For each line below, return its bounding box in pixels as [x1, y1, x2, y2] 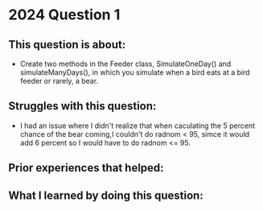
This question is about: [8, 38, 126, 51]
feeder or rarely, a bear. [19, 76, 99, 85]
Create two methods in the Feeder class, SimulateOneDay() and [19, 59, 232, 68]
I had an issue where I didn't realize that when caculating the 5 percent [19, 121, 256, 130]
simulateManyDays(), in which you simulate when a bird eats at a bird [19, 68, 251, 77]
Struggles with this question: [8, 99, 157, 113]
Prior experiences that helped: [8, 161, 164, 175]
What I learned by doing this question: [8, 188, 203, 202]
